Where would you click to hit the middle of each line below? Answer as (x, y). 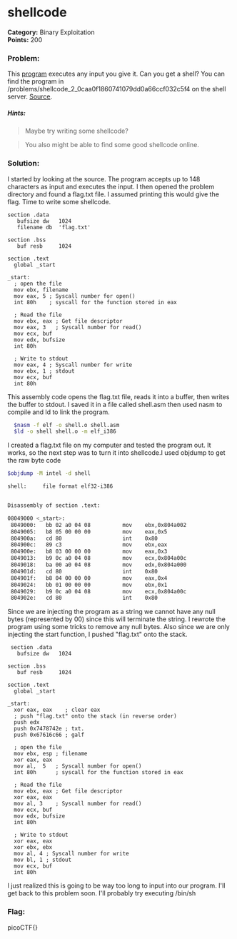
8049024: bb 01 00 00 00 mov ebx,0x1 (89, 585)
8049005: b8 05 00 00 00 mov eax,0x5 (89, 532)
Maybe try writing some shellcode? (76, 131)
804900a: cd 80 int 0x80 (84, 538)
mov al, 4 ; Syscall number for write (72, 854)
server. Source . (30, 96)
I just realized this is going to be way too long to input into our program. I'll (116, 885)
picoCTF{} (22, 927)
